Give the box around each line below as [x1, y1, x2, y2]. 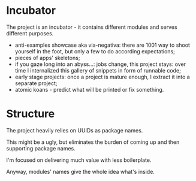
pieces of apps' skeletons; [14, 54, 80, 61]
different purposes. [6, 29, 54, 37]
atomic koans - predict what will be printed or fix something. [14, 86, 164, 93]
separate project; [14, 79, 58, 87]
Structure [6, 107, 55, 120]
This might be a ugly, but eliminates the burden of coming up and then [6, 138, 180, 146]
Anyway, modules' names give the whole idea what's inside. [6, 168, 155, 175]
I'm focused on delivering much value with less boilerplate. [6, 156, 152, 164]
